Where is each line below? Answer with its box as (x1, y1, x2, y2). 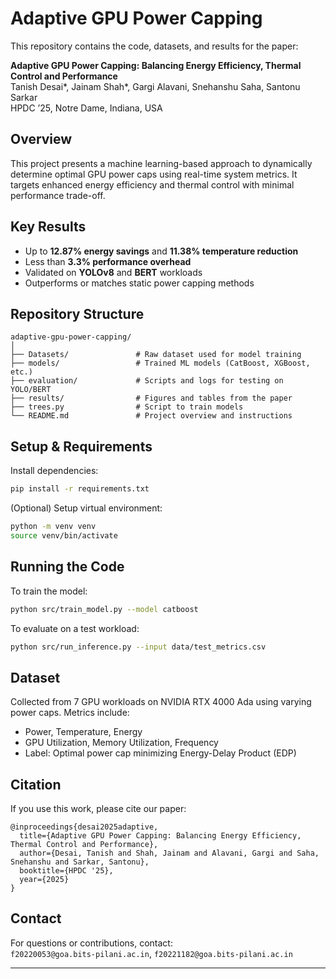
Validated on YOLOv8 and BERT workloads (24, 266, 203, 278)
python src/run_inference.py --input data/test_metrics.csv (10, 642, 267, 652)
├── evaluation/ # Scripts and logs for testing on (10, 376, 284, 386)
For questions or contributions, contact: (10, 937, 173, 949)
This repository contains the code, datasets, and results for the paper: (10, 40, 299, 52)
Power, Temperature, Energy (24, 726, 143, 738)
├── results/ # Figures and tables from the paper (10, 393, 293, 404)
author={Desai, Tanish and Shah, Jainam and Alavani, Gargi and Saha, (19, 848, 320, 858)
